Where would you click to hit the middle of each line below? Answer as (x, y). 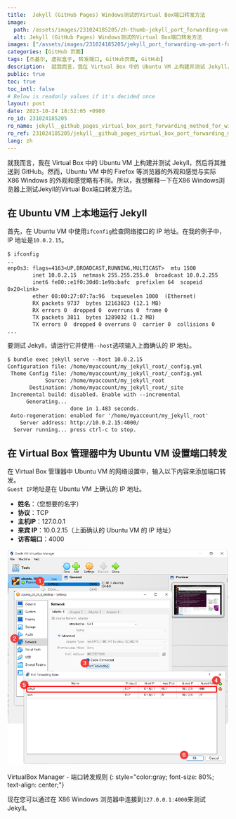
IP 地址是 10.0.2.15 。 (38, 240)
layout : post (26, 104)
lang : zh (20, 140)
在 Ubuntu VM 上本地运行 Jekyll (77, 213)
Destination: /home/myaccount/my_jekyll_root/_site (106, 388)
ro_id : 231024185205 (38, 119)
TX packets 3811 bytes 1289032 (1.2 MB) (94, 317)
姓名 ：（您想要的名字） (50, 504)
